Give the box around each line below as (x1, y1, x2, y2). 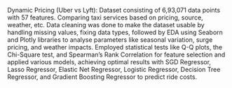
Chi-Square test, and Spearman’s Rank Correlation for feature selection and (7, 50, 226, 59)
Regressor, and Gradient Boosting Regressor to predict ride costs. (7, 73, 198, 81)
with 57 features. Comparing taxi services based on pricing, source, (7, 13, 203, 22)
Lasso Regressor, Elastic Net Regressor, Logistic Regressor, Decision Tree (7, 66, 221, 73)
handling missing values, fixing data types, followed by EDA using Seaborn (7, 28, 223, 36)
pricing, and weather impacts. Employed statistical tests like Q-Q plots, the (7, 43, 223, 51)
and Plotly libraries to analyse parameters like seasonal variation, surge (7, 36, 213, 44)
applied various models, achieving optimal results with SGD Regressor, (7, 58, 212, 66)
